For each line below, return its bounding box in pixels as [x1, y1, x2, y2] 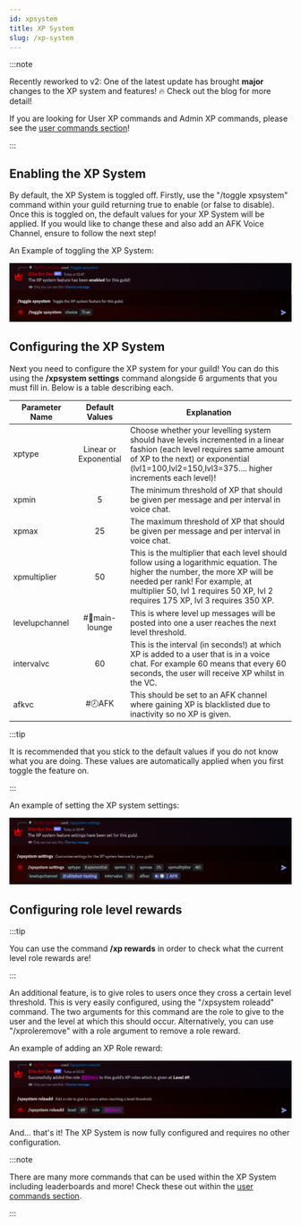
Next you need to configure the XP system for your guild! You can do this [9, 363, 279, 373]
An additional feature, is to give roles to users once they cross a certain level [9, 988, 292, 999]
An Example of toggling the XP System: [9, 245, 154, 256]
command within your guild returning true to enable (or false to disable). [9, 200, 275, 210]
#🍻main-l [83, 613, 116, 623]
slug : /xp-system [9, 33, 74, 42]
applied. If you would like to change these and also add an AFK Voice [9, 219, 264, 229]
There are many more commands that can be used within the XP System [9, 1171, 277, 1182]
